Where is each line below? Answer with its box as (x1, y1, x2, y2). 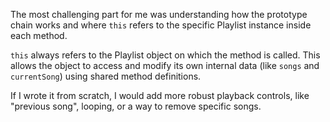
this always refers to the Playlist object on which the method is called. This (10, 49, 321, 61)
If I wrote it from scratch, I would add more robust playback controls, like (10, 90, 310, 101)
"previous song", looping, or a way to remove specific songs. (10, 100, 262, 112)
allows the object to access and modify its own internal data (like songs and (10, 60, 320, 71)
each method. (10, 30, 68, 41)
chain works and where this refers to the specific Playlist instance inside (10, 19, 312, 31)
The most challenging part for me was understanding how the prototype (10, 9, 308, 20)
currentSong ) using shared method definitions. (10, 70, 202, 82)
